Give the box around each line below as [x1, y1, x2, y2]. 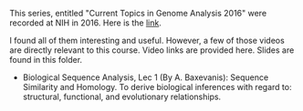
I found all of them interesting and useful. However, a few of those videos [9, 35, 285, 45]
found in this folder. [9, 55, 83, 65]
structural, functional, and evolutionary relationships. [22, 91, 222, 102]
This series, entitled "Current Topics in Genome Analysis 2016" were [9, 8, 267, 18]
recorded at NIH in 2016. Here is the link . [9, 17, 162, 28]
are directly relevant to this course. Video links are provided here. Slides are [9, 45, 295, 55]
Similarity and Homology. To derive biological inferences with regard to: [22, 82, 292, 92]
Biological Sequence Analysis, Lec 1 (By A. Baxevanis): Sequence [22, 72, 269, 83]
